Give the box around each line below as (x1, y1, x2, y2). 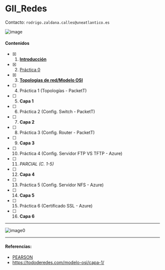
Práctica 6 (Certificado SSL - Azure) (19, 203, 93, 209)
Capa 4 (19, 171, 35, 177)
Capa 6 (19, 213, 35, 219)
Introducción (19, 56, 47, 62)
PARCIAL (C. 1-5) (19, 161, 54, 167)
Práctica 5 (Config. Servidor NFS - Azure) (19, 182, 104, 188)
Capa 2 (19, 119, 35, 125)
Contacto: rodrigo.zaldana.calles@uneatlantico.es (5, 19, 110, 25)
